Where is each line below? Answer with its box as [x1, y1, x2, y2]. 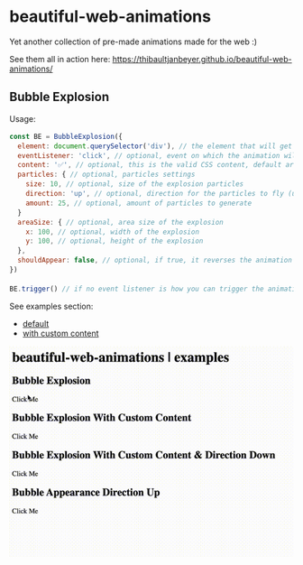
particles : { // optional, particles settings [17, 170, 196, 180]
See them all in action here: [9, 53, 111, 64]
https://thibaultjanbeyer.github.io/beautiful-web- [112, 53, 293, 64]
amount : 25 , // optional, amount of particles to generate [25, 199, 252, 208]
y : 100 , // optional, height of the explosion [25, 236, 204, 245]
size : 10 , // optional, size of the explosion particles [25, 180, 244, 189]
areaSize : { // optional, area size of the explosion [17, 218, 224, 227]
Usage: [9, 113, 36, 124]
